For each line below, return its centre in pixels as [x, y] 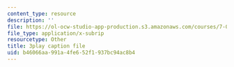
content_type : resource [42, 14]
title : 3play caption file [46, 46]
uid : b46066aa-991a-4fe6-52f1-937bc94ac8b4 [71, 53]
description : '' [31, 20]
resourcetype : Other [37, 40]
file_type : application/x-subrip [56, 33]
